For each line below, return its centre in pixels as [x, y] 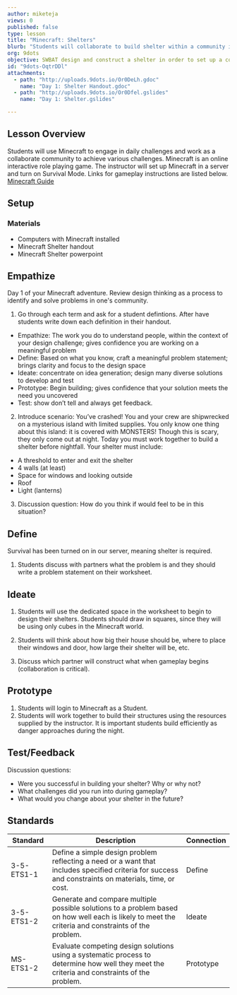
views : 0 [20, 20]
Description [116, 840]
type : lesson [26, 34]
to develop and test [45, 381]
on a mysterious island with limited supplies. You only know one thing [119, 424]
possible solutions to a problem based [115, 908]
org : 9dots [23, 54]
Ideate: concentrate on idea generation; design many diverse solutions [120, 373]
